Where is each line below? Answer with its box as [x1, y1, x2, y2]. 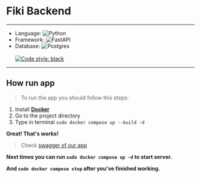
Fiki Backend [6, 4, 72, 18]
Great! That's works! [6, 130, 59, 137]
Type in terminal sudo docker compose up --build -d [14, 118, 145, 125]
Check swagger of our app [20, 141, 87, 149]
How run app [6, 78, 55, 88]
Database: [14, 42, 41, 49]
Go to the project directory [14, 112, 81, 119]
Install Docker [14, 105, 50, 113]
